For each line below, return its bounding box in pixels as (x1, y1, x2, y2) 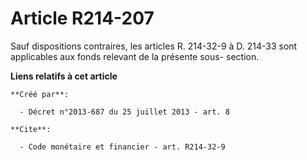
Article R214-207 (10, 7, 155, 30)
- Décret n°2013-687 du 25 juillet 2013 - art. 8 (19, 107, 230, 117)
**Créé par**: (10, 89, 70, 99)
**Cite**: (10, 124, 52, 134)
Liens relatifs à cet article (10, 70, 118, 82)
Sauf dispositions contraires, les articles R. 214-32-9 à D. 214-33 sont (10, 40, 298, 52)
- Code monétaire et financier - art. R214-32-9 (19, 142, 226, 152)
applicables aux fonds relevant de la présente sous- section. (10, 50, 260, 62)
